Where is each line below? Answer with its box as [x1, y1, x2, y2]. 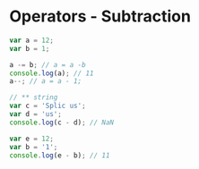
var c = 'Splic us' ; [9, 101, 87, 111]
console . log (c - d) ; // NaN [9, 118, 115, 127]
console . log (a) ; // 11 [9, 69, 94, 78]
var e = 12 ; [9, 134, 54, 143]
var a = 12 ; [9, 36, 54, 45]
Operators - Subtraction [9, 6, 191, 27]
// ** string [9, 93, 58, 102]
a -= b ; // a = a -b [9, 60, 87, 69]
